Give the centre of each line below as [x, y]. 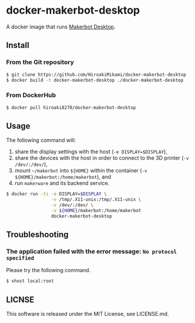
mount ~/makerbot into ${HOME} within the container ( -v [81, 171]
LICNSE [20, 300]
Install [18, 45]
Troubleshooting [38, 235]
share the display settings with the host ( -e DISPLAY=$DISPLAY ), [91, 152]
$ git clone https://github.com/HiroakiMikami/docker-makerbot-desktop [96, 75]
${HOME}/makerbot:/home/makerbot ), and [63, 177]
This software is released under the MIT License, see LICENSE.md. [88, 314]
